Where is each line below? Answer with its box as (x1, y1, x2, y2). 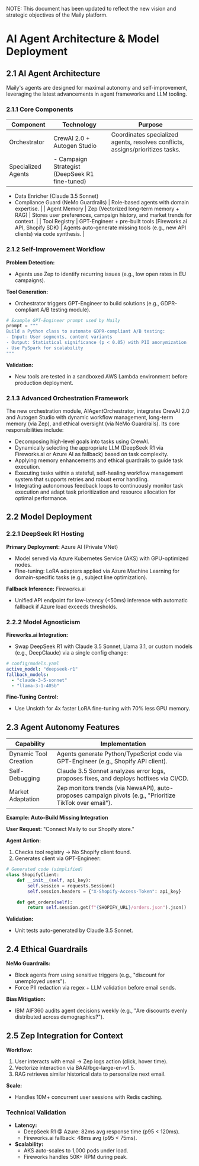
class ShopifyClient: (6, 872, 60, 878)
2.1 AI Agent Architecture (6, 68, 101, 78)
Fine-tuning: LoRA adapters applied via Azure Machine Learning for (14, 567, 179, 574)
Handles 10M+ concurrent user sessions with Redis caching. (14, 1093, 163, 1101)
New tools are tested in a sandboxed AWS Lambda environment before (14, 372, 188, 380)
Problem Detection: (6, 258, 55, 266)
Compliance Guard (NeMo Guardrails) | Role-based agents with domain (14, 199, 190, 206)
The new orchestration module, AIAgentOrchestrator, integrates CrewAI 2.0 (6, 407, 190, 415)
